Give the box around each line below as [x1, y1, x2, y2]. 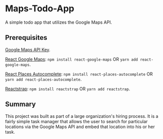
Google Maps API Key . [5, 46, 51, 52]
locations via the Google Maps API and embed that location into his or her [5, 124, 155, 130]
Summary [5, 100, 36, 108]
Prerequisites [5, 34, 47, 42]
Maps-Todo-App [5, 3, 75, 14]
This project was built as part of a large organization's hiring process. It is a [5, 113, 159, 119]
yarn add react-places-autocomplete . [5, 76, 82, 82]
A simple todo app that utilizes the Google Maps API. [5, 19, 112, 25]
